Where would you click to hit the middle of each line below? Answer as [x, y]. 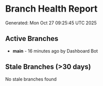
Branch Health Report [51, 9]
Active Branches [32, 39]
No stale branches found [31, 79]
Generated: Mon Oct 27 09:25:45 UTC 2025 [51, 23]
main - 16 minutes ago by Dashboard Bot [55, 51]
